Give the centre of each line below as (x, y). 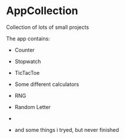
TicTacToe (27, 72)
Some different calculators (47, 84)
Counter (24, 50)
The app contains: (28, 38)
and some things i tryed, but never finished (67, 130)
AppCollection (42, 11)
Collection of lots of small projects (48, 27)
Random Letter (33, 107)
